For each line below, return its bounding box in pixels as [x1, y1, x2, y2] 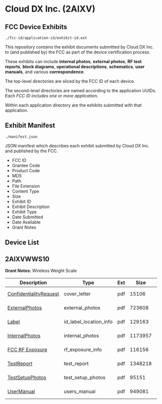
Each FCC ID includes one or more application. [5, 93, 98, 98]
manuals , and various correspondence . [5, 69, 85, 75]
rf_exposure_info [64, 346, 102, 353]
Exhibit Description [12, 204, 50, 210]
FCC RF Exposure [7, 346, 47, 353]
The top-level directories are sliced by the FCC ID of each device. [5, 79, 135, 84]
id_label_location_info [64, 319, 113, 325]
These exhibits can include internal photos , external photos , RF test [5, 59, 142, 64]
